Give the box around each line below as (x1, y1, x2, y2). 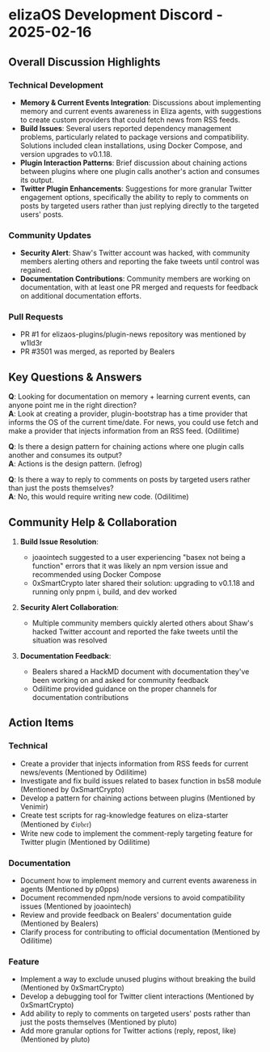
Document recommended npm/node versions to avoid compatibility (19, 893, 245, 903)
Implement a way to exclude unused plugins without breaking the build (19, 974, 256, 984)
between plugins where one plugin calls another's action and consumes (19, 166, 260, 176)
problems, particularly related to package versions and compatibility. (19, 132, 249, 142)
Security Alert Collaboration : (19, 603, 119, 613)
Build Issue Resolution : (19, 537, 99, 547)
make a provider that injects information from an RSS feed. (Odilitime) (8, 426, 240, 436)
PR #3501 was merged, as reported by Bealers (19, 346, 175, 357)
